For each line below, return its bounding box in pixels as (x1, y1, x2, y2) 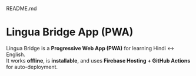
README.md (6, 5, 37, 12)
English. (6, 51, 25, 58)
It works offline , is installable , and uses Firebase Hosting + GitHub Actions (6, 57, 191, 64)
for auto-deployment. (6, 63, 58, 70)
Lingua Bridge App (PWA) (6, 26, 134, 39)
